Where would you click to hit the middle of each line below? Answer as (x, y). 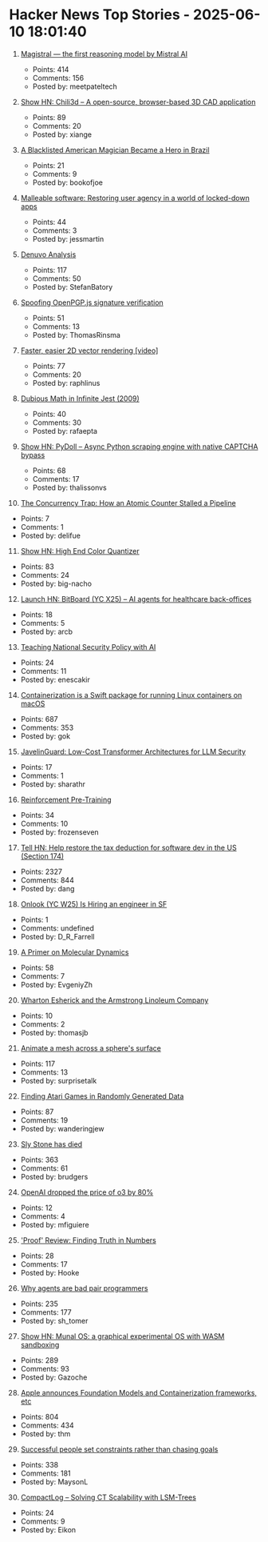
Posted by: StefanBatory (73, 286)
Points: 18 (36, 615)
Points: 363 (39, 1160)
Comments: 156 (58, 78)
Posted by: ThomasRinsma (76, 334)
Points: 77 (49, 366)
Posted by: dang (47, 888)
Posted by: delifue (50, 535)
